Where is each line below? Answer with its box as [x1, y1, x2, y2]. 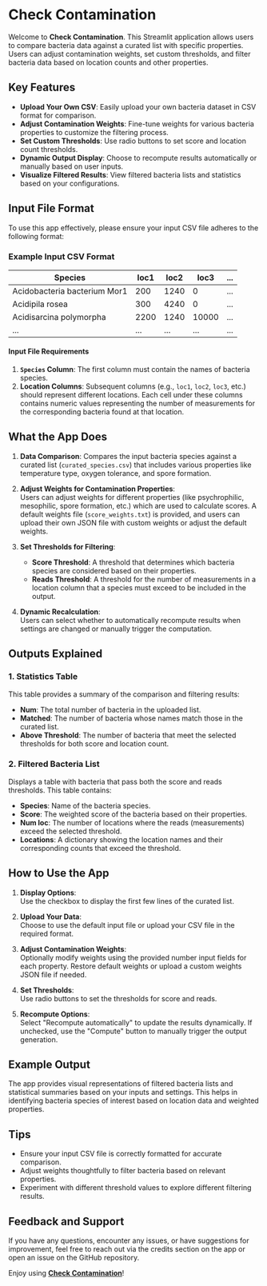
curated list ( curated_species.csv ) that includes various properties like [19, 460, 252, 469]
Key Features [8, 81, 76, 94]
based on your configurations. [19, 178, 120, 188]
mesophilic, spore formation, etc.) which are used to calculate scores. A [19, 501, 257, 510]
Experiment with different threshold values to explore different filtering [19, 1183, 252, 1192]
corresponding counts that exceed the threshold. [19, 843, 181, 853]
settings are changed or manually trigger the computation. [19, 624, 213, 633]
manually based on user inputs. [19, 162, 124, 171]
